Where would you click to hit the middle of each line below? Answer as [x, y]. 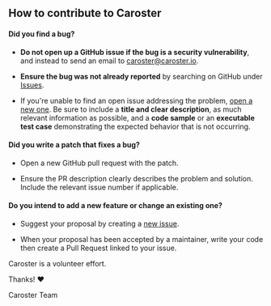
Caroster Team [33, 295]
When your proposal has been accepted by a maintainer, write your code [142, 239]
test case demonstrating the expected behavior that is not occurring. [135, 126]
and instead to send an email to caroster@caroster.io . [109, 61]
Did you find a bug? [42, 34]
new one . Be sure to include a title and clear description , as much [131, 109]
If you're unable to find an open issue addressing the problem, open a [136, 100]
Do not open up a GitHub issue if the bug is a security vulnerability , [135, 52]
